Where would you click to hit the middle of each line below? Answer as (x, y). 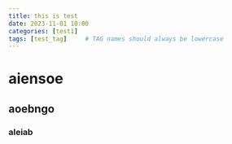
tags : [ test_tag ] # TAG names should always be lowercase (116, 39)
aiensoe (36, 79)
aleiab (21, 132)
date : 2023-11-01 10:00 (49, 24)
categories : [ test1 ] (44, 31)
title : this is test (44, 16)
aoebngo (32, 109)
